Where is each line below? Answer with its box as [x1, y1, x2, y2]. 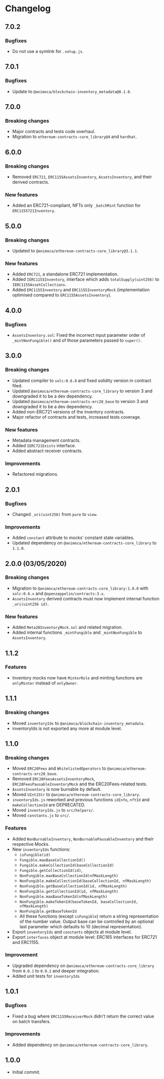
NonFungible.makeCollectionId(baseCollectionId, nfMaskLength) [19, 878, 152, 884]
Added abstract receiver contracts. [12, 448, 83, 454]
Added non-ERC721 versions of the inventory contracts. [12, 408, 125, 415]
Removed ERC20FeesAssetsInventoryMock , [12, 776, 95, 782]
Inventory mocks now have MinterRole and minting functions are [12, 674, 143, 680]
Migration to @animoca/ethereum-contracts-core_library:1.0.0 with [12, 585, 148, 591]
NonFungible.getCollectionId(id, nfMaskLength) [19, 889, 118, 894]
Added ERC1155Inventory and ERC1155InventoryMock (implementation [12, 287, 150, 293]
